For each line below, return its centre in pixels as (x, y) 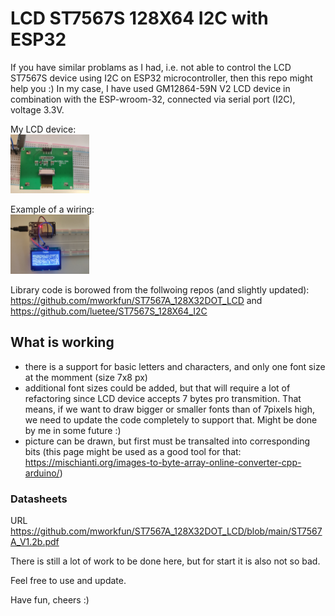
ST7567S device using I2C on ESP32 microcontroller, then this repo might (161, 78)
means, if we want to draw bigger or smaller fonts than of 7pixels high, (170, 409)
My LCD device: (43, 129)
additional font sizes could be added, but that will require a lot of (157, 388)
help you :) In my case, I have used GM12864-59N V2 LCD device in (150, 88)
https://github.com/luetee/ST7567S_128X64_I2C (109, 311)
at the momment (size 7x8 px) (86, 377)
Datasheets (39, 499)
